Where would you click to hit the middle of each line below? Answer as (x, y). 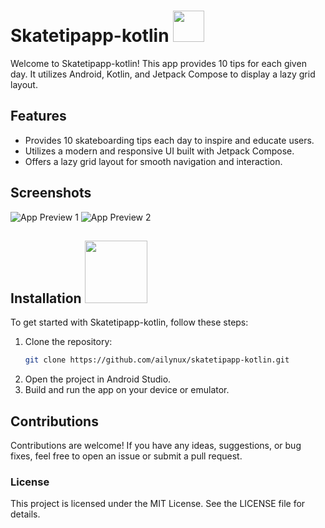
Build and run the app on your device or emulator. (127, 390)
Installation (46, 298)
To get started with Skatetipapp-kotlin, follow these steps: (129, 322)
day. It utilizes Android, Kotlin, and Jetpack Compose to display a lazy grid (163, 74)
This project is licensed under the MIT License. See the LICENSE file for (158, 504)
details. (25, 514)
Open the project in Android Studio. (98, 379)
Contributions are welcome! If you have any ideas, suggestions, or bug (156, 446)
